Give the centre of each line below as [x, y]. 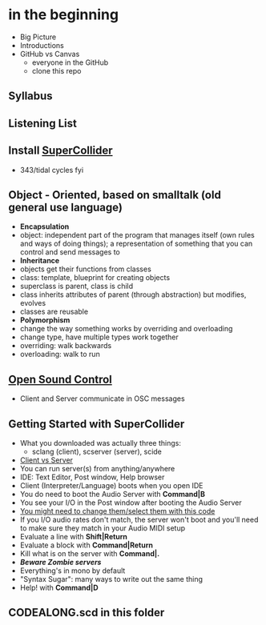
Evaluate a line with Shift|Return [74, 536]
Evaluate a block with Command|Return [87, 545]
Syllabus [31, 96]
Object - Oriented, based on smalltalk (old [115, 195]
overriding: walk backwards [66, 346]
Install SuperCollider [60, 151]
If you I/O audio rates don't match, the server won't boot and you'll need [139, 519]
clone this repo [56, 70]
